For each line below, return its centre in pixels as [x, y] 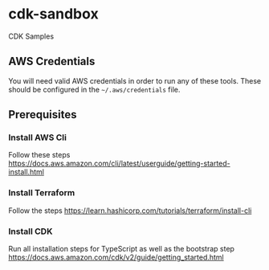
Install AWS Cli [37, 137]
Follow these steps [39, 155]
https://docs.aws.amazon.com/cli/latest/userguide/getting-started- [119, 164]
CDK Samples [31, 36]
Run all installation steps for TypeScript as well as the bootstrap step [122, 249]
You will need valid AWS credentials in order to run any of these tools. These [135, 80]
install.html [26, 172]
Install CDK [31, 231]
